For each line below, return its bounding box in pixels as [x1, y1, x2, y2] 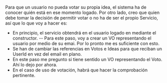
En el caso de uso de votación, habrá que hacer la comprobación [12, 67, 148, 73]
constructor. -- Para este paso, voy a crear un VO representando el [12, 35, 152, 41]
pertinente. [12, 72, 36, 78]
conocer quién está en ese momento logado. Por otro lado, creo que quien [5, 9, 160, 15]
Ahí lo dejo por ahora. [12, 62, 58, 67]
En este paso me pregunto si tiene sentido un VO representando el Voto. [12, 56, 162, 62]
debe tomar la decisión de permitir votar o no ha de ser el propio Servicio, [5, 15, 158, 20]
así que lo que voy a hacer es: [5, 20, 67, 26]
